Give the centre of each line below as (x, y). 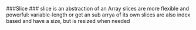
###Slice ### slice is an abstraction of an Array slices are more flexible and (98, 9)
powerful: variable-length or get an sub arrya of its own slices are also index (98, 15)
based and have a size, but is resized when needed (68, 21)
